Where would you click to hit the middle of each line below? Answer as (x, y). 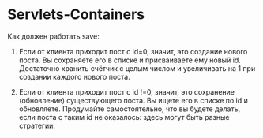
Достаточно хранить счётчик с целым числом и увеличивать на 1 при (137, 68)
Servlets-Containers (76, 15)
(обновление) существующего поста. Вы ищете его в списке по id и (133, 100)
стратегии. (37, 125)
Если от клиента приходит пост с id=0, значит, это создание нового (133, 51)
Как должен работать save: (53, 36)
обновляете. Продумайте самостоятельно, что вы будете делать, (130, 109)
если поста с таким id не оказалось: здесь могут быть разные (124, 117)
